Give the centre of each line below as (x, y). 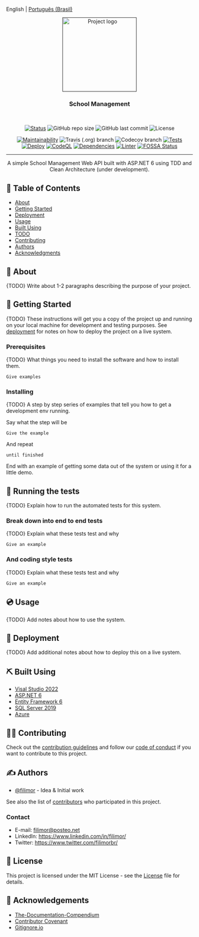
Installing (20, 392)
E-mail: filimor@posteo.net (47, 830)
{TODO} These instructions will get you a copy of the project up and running (99, 319)
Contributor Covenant (41, 921)
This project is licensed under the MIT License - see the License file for (93, 875)
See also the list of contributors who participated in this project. (84, 802)
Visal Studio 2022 (36, 689)
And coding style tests (39, 560)
